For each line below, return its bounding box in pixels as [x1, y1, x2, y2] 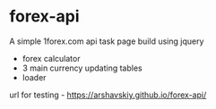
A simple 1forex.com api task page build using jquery [9, 36, 204, 46]
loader [22, 71, 47, 82]
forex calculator [22, 53, 81, 63]
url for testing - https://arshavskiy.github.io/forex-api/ [9, 89, 207, 100]
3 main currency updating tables [22, 63, 143, 73]
